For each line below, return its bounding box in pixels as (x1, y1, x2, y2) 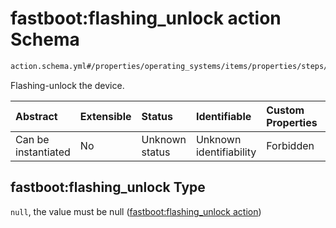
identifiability (195, 145, 257, 159)
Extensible (79, 109, 132, 123)
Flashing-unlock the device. (10, 79, 125, 91)
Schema (10, 28, 80, 51)
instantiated (15, 145, 71, 159)
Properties (266, 115, 318, 129)
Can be (15, 132, 50, 146)
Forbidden (266, 138, 315, 152)
